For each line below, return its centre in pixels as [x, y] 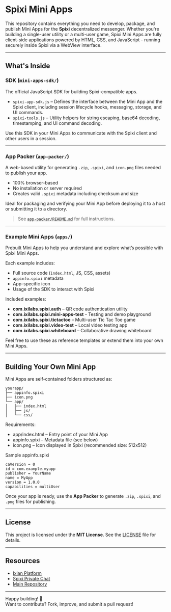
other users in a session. [31, 138]
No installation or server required [47, 188]
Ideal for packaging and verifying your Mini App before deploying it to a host [85, 203]
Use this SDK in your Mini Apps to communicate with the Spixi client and [81, 133]
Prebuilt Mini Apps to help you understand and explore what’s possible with [84, 248]
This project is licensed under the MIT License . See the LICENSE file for [81, 535]
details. [13, 540]
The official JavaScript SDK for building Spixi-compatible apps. [72, 91]
